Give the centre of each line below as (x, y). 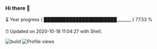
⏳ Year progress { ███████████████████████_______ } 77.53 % (79, 19)
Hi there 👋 (18, 8)
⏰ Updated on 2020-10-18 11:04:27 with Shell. (54, 31)
